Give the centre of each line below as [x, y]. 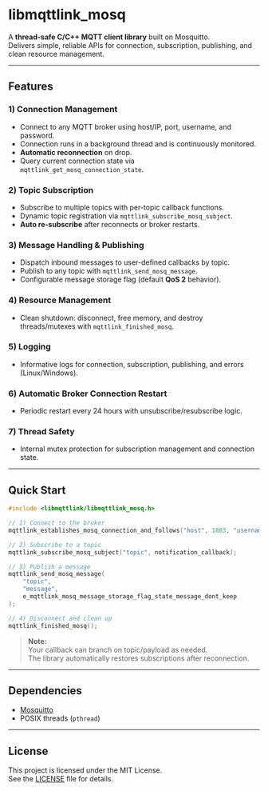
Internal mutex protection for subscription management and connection [137, 449]
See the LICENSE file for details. [61, 779]
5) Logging [30, 347]
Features [31, 87]
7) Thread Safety [41, 432]
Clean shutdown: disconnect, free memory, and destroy [111, 318]
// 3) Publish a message [49, 567]
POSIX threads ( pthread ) [60, 718]
